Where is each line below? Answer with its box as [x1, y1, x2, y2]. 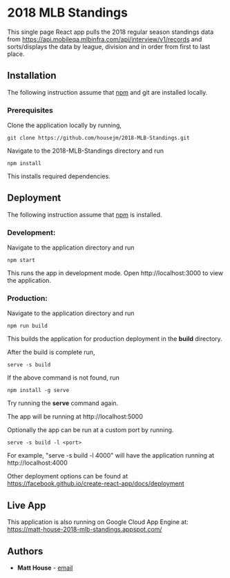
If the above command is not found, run [7, 373, 119, 382]
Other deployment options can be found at [7, 472, 128, 481]
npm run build [7, 323, 48, 330]
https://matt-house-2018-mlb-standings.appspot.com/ [7, 525, 162, 534]
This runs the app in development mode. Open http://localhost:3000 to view [7, 269, 223, 277]
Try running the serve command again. [7, 399, 119, 407]
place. [7, 50, 26, 58]
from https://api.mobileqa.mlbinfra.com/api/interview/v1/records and [7, 35, 202, 43]
